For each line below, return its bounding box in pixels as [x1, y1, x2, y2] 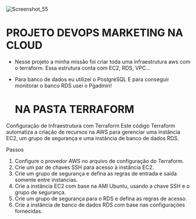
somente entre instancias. [14, 176, 78, 183]
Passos [6, 146, 24, 153]
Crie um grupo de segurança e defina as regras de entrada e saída [14, 170, 177, 177]
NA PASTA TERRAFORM [14, 103, 135, 116]
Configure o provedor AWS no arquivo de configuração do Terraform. [14, 157, 184, 164]
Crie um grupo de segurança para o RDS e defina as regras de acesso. [14, 195, 187, 202]
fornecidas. [14, 207, 43, 214]
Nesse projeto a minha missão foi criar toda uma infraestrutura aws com [14, 58, 191, 65]
